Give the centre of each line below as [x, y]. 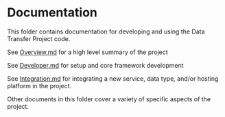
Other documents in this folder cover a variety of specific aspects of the [109, 99]
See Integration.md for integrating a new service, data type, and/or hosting [113, 78]
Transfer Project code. [39, 38]
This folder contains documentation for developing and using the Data [106, 31]
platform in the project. [39, 86]
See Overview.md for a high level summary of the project [87, 52]
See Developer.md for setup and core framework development [95, 65]
